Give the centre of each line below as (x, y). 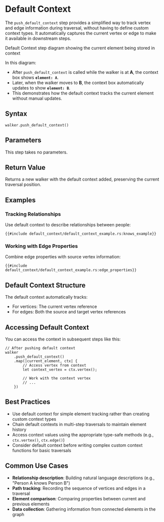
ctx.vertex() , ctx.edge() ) (38, 440)
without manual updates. (37, 98)
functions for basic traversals (42, 450)
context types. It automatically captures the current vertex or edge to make (81, 33)
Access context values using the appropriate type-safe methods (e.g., (83, 434)
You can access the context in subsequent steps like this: (63, 339)
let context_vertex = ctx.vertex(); (60, 369)
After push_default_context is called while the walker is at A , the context (85, 72)
